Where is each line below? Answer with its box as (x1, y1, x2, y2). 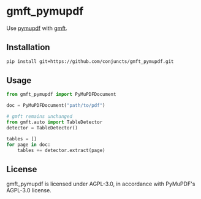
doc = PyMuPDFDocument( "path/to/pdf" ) (6, 103, 105, 109)
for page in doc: (6, 142, 51, 148)
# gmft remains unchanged (6, 114, 72, 120)
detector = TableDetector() (6, 125, 78, 131)
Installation (6, 42, 50, 52)
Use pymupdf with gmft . (6, 24, 67, 32)
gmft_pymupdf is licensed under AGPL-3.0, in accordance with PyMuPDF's (6, 180, 195, 187)
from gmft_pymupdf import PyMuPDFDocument (6, 92, 116, 98)
